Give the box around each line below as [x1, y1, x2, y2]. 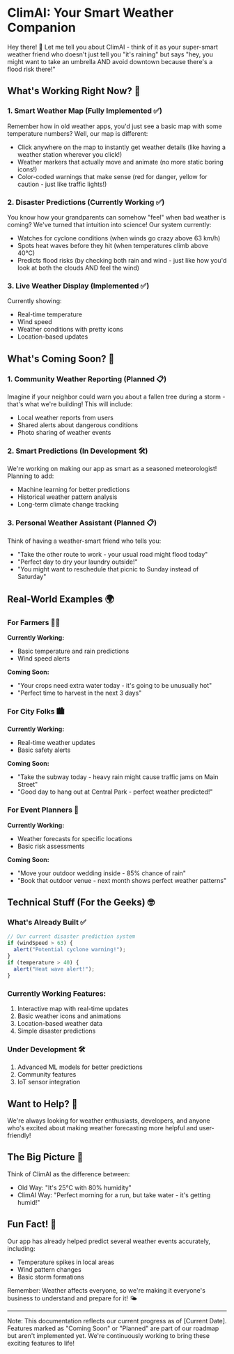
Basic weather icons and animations [17, 1012, 121, 1020]
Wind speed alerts [17, 654, 70, 663]
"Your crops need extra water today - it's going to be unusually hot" [17, 682, 212, 690]
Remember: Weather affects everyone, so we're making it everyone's [7, 1286, 205, 1294]
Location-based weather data [17, 1019, 103, 1027]
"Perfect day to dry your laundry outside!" [17, 557, 138, 566]
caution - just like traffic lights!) [17, 180, 107, 188]
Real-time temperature [17, 310, 82, 318]
